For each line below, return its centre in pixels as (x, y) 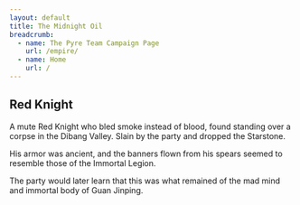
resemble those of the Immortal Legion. (83, 163)
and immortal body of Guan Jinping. (76, 190)
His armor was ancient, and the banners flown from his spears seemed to (146, 154)
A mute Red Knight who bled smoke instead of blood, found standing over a (150, 126)
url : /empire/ (52, 51)
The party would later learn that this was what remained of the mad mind (145, 181)
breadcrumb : (32, 34)
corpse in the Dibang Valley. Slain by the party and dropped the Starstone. (148, 135)
